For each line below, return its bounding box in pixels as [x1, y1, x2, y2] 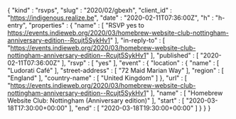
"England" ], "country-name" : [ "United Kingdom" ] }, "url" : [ [7, 74, 187, 82]
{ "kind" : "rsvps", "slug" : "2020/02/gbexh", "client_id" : [7, 6, 173, 14]
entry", [7, 21, 27, 29]
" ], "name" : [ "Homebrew [145, 89, 223, 97]
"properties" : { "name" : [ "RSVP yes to [28, 21, 144, 29]
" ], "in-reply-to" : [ [109, 36, 166, 45]
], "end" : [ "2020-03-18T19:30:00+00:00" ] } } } [68, 104, 211, 112]
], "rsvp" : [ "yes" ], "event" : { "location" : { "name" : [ [61, 59, 220, 67]
